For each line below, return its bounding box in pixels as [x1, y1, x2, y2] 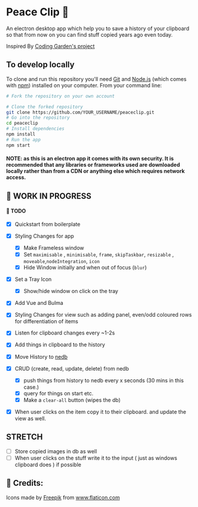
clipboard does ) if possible [14, 461, 82, 468]
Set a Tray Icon [14, 276, 52, 283]
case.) [23, 383, 40, 391]
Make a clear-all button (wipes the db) [23, 396, 121, 404]
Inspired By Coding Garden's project [6, 43, 95, 50]
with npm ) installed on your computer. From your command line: [6, 82, 163, 89]
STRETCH [6, 432, 43, 442]
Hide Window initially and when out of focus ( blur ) [23, 264, 147, 271]
